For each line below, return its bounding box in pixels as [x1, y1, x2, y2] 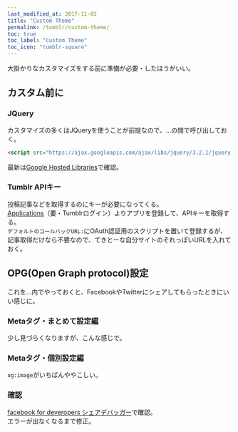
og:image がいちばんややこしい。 [7, 371, 102, 379]
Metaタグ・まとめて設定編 [7, 316, 99, 326]
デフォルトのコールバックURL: [7, 227, 84, 235]
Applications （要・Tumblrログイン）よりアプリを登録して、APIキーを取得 [7, 208, 224, 217]
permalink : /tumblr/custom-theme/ [7, 24, 110, 31]
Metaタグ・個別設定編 [7, 353, 84, 363]
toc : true [7, 30, 37, 38]
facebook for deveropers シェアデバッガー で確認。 [7, 408, 157, 416]
